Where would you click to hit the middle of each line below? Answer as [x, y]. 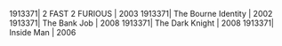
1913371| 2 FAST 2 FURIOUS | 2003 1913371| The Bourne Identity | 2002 [141, 14]
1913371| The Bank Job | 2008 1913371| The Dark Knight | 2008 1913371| [141, 23]
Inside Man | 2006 [43, 32]
